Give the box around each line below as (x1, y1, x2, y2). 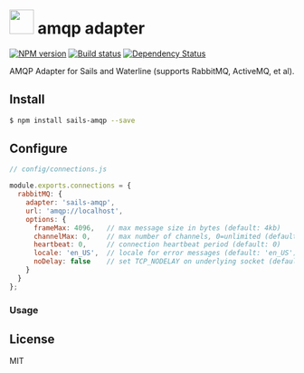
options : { (25, 215, 67, 224)
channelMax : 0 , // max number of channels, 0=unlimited (33, 232, 261, 241)
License (9, 331, 55, 347)
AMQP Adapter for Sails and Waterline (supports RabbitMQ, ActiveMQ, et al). (9, 65, 295, 76)
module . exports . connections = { (9, 181, 131, 190)
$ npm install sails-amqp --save (9, 116, 136, 125)
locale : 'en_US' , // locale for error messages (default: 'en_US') (33, 249, 298, 258)
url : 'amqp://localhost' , (25, 206, 124, 215)
